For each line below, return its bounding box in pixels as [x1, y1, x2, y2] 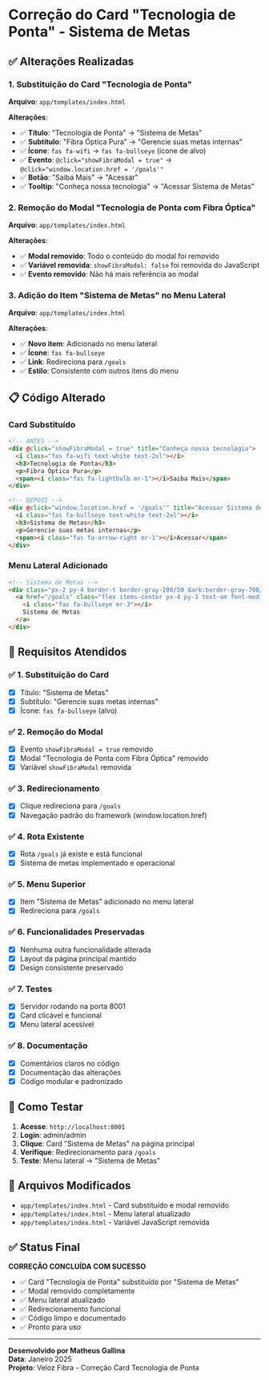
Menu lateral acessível [19, 1020, 94, 1030]
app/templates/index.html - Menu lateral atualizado [19, 1208, 191, 1218]
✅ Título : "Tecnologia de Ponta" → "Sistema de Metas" [19, 127, 203, 137]
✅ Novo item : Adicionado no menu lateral [19, 339, 158, 349]
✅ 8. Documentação [8, 1040, 88, 1051]
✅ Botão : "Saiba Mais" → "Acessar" [19, 172, 139, 182]
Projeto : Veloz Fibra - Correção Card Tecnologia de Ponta [8, 1363, 200, 1373]
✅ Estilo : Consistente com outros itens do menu [19, 366, 179, 376]
